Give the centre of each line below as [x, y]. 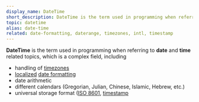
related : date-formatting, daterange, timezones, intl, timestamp [90, 34]
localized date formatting [45, 74]
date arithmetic [33, 81]
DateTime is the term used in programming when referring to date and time [99, 50]
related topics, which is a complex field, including [66, 57]
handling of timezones [42, 68]
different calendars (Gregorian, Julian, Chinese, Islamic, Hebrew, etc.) [100, 87]
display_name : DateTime [36, 11]
